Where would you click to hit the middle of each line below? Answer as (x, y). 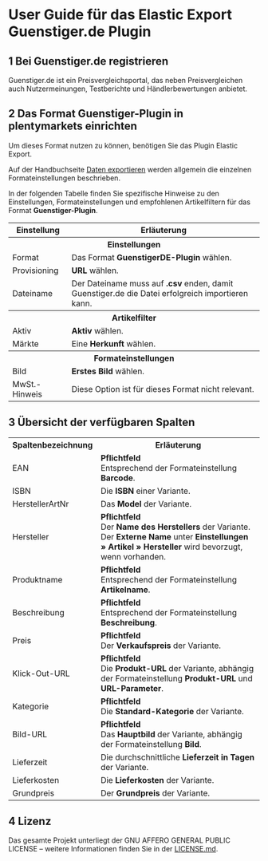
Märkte (26, 343)
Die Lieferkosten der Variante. (158, 780)
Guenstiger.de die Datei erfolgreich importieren (160, 293)
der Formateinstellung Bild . (151, 744)
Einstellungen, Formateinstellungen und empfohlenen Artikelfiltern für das (130, 202)
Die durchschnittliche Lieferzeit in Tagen (178, 757)
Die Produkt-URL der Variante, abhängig (177, 668)
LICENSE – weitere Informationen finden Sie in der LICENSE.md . (113, 849)
